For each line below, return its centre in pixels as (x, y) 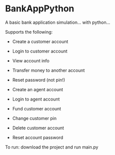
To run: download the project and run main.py (52, 147)
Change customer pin (34, 118)
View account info (31, 60)
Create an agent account (38, 89)
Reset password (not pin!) (39, 80)
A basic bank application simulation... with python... (58, 22)
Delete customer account (38, 128)
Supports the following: (29, 32)
